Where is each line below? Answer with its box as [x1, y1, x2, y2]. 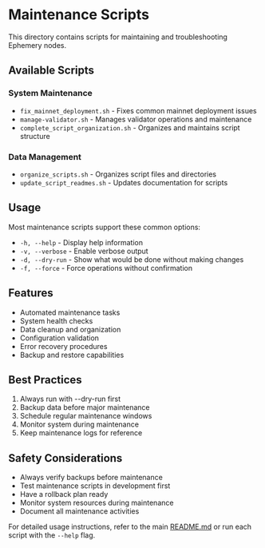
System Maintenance [8, 88, 93, 99]
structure [19, 131, 50, 141]
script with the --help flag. [8, 530, 96, 540]
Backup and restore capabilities [19, 350, 125, 359]
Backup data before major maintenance [19, 403, 150, 412]
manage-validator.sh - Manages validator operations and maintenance [19, 114, 252, 124]
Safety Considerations [8, 451, 123, 465]
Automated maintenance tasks [19, 308, 121, 317]
